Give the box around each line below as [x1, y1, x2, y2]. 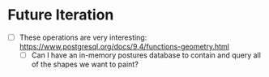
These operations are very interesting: [19, 32, 147, 42]
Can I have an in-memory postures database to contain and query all [31, 50, 261, 60]
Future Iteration [7, 6, 114, 24]
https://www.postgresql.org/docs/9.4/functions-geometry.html [19, 42, 230, 51]
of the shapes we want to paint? [31, 59, 139, 70]
